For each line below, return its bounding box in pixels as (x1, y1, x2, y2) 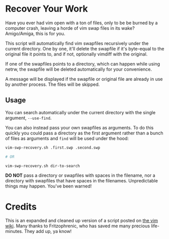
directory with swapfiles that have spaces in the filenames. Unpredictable (5, 178, 158, 184)
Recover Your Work (5, 3, 88, 15)
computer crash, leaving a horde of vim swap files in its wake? (5, 25, 135, 31)
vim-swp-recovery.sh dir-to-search (5, 163, 80, 168)
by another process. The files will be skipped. (5, 81, 100, 87)
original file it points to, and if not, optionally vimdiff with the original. (5, 51, 148, 57)
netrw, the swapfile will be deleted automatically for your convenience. (5, 66, 152, 72)
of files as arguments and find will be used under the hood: (5, 135, 129, 141)
